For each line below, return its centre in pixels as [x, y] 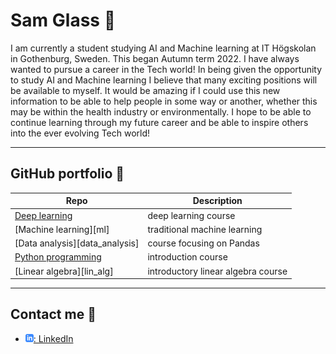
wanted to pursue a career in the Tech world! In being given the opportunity [166, 69]
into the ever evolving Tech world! [80, 133]
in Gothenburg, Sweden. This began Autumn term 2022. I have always [155, 58]
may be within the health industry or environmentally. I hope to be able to [161, 111]
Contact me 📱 [53, 314]
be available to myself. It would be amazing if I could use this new [145, 90]
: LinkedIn [53, 338]
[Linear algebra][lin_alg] [64, 271]
